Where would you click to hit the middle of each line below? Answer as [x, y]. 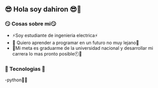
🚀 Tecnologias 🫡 [25, 69]
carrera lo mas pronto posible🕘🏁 [47, 53]
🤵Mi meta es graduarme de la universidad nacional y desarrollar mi [83, 48]
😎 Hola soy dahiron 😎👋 [43, 9]
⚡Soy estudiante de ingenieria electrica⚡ [55, 35]
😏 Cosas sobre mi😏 [31, 24]
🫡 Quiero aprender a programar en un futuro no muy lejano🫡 [75, 42]
